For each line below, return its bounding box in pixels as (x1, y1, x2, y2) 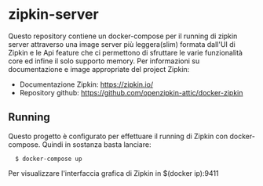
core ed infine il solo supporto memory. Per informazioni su (8, 56, 200, 66)
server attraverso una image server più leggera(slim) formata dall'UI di (8, 39, 236, 48)
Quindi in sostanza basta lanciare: (42, 139, 152, 149)
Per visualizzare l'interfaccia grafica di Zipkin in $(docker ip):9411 (8, 168, 219, 177)
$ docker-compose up (15, 155, 82, 163)
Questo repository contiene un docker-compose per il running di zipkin (8, 31, 238, 41)
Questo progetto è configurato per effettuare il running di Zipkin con (8, 131, 228, 141)
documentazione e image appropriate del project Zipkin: (8, 64, 190, 73)
